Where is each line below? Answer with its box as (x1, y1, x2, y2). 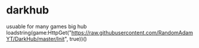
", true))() (64, 35, 88, 42)
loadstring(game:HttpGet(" (6, 29, 71, 36)
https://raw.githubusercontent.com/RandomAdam (71, 29, 194, 36)
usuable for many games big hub (6, 23, 88, 30)
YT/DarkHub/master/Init (6, 35, 65, 42)
